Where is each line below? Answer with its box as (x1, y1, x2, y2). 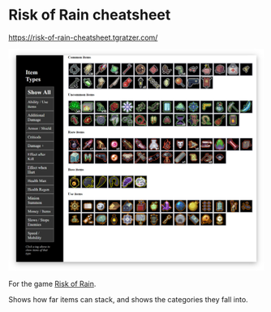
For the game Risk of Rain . (8, 279, 97, 289)
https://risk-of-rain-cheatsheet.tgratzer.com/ (8, 32, 158, 42)
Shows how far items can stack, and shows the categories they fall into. (8, 295, 249, 305)
